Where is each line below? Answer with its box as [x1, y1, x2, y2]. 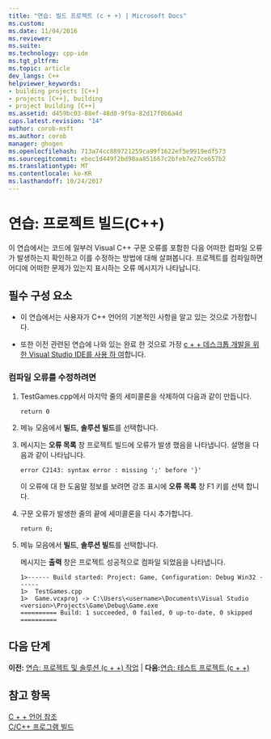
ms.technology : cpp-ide [8, 49, 89, 57]
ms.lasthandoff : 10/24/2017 [8, 177, 104, 186]
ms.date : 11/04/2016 [8, 27, 78, 35]
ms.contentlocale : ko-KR [8, 170, 92, 178]
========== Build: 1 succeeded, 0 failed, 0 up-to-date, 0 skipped [19, 608, 252, 617]
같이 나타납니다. [35, 450, 86, 459]
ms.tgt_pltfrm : [8, 57, 60, 65]
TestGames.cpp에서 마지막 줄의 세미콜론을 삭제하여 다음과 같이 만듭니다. [19, 391, 252, 401]
